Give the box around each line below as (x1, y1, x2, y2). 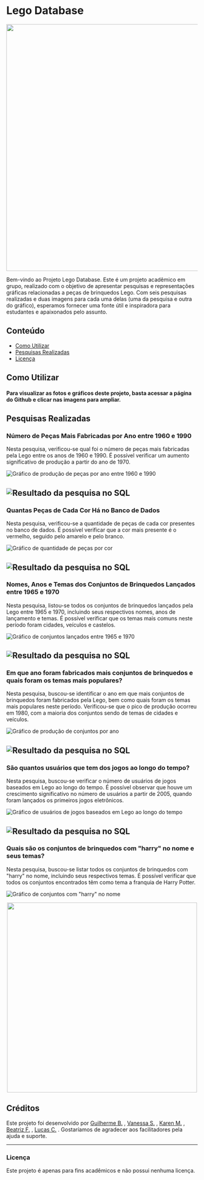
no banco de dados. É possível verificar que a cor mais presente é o (6, 526, 177, 533)
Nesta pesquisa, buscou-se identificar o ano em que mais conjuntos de (6, 690, 185, 698)
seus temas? (6, 852, 45, 860)
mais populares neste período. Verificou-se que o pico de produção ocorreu (6, 703, 197, 710)
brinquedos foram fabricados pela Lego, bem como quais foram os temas (6, 696, 191, 704)
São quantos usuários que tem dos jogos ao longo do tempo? (6, 763, 190, 772)
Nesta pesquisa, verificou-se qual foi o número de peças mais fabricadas (6, 445, 190, 453)
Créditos (6, 1103, 40, 1114)
